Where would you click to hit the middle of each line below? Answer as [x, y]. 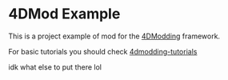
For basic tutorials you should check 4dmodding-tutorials [103, 51]
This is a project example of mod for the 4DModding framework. [114, 36]
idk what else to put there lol [55, 67]
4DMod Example [64, 14]
